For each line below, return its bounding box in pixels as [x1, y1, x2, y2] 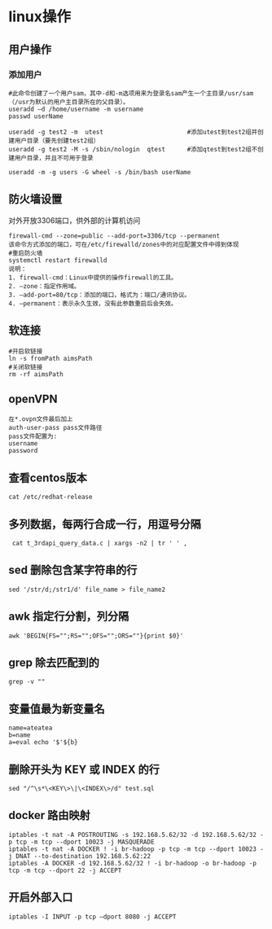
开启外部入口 [8, 891, 73, 905]
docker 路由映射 [8, 808, 91, 822]
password [8, 447, 38, 455]
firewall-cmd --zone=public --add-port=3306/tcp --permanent [8, 231, 221, 240]
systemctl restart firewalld [8, 256, 107, 265]
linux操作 [8, 7, 72, 26]
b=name [8, 731, 31, 739]
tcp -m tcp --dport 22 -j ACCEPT [8, 866, 122, 874]
